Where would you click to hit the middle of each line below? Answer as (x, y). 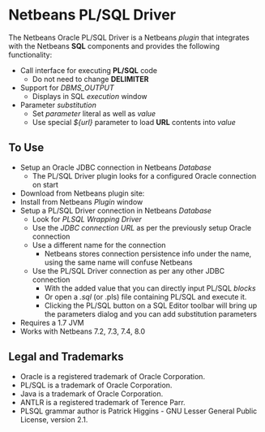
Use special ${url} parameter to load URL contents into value (134, 122)
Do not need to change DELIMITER (90, 79)
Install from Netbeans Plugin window (81, 201)
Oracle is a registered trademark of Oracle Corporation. (112, 376)
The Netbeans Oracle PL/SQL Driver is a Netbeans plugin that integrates (129, 37)
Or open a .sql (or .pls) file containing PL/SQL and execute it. (145, 296)
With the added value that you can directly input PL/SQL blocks (150, 288)
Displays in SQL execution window (90, 96)
